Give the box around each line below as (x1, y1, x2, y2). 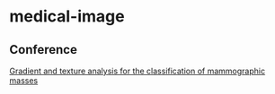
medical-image (9, 6, 125, 27)
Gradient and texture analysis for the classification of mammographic (9, 65, 266, 76)
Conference (9, 42, 78, 57)
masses (9, 75, 39, 86)
